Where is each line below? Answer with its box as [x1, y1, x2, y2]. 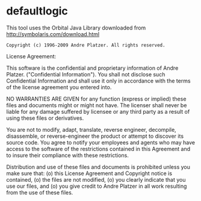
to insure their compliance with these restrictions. [6, 152, 129, 159]
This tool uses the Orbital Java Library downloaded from [6, 24, 146, 31]
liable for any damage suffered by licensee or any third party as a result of [6, 108, 190, 115]
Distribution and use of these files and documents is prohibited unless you [6, 163, 191, 170]
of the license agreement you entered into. [6, 83, 112, 91]
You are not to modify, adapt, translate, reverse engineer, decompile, [6, 126, 176, 133]
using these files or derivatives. [6, 114, 84, 122]
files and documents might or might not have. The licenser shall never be [6, 101, 187, 109]
